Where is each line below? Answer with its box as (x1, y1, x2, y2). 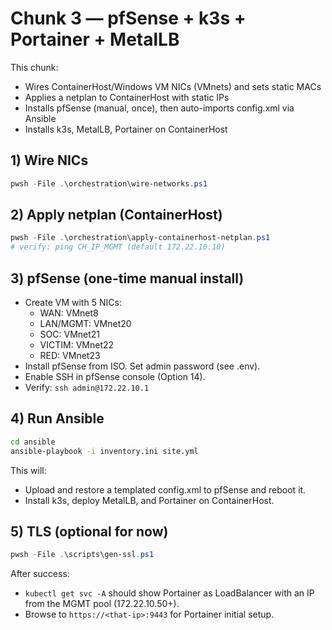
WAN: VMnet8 (39, 307, 99, 319)
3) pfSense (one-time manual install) (10, 270, 245, 287)
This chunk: (10, 61, 59, 73)
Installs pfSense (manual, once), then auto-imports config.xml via (24, 102, 295, 114)
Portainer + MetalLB (10, 28, 180, 51)
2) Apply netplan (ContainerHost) (10, 207, 223, 224)
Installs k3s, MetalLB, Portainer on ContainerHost (24, 123, 228, 135)
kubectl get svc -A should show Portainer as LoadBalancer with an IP (24, 587, 315, 599)
